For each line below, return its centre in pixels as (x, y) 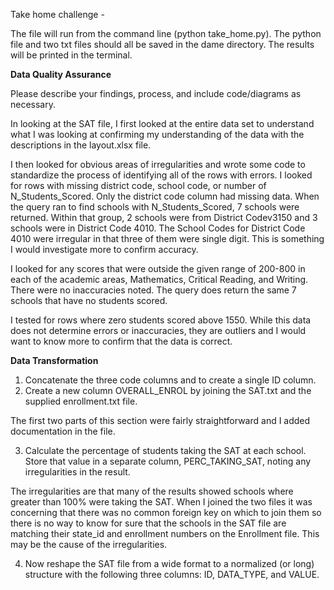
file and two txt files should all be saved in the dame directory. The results (162, 44)
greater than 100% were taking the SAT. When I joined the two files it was (161, 502)
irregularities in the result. (77, 472)
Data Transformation (54, 360)
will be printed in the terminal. (71, 55)
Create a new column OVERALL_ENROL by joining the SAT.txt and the (168, 390)
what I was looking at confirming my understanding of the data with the (157, 134)
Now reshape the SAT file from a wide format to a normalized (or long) (169, 563)
